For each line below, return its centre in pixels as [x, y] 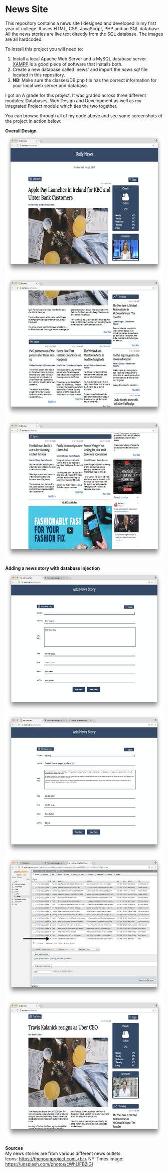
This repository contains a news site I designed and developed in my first [81, 23]
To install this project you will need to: [44, 49]
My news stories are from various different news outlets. [63, 1153]
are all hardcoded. [24, 39]
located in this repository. [39, 75]
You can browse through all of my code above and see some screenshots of [84, 116]
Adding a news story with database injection [53, 568]
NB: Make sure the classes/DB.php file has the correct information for [85, 80]
